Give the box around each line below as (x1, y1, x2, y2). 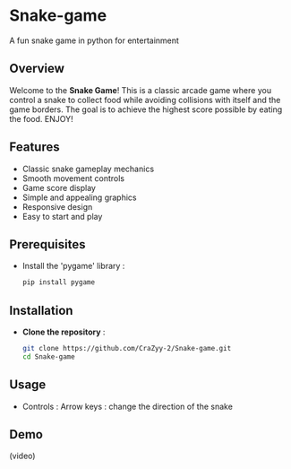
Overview (9, 61, 65, 76)
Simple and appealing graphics (21, 192, 137, 203)
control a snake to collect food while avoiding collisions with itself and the (9, 94, 281, 105)
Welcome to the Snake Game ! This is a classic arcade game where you (9, 84, 271, 95)
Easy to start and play (21, 211, 103, 221)
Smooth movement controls (21, 172, 125, 184)
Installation (9, 302, 73, 318)
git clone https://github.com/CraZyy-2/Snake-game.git (21, 344, 232, 353)
